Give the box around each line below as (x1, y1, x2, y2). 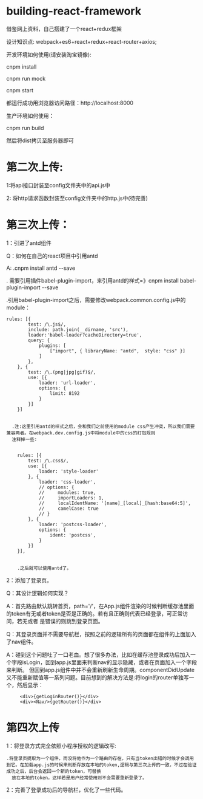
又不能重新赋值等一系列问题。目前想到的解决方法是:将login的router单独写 (6, 673, 189, 681)
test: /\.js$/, (28, 321, 67, 327)
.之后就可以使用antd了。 (17, 565, 72, 571)
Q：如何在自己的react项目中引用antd (6, 252, 98, 259)
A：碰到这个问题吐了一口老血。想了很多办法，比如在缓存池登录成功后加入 (6, 651, 191, 658)
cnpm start (6, 86, 34, 94)
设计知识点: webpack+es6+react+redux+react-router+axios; (6, 38, 157, 45)
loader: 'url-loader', (38, 380, 96, 386)
